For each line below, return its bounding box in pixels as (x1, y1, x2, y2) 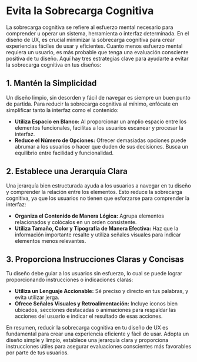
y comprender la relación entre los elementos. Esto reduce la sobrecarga (6, 188, 182, 195)
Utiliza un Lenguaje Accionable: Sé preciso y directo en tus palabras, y (14, 288, 189, 295)
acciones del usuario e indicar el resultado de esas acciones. (14, 312, 163, 320)
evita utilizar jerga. (14, 294, 60, 301)
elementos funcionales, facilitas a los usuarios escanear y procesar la (14, 124, 183, 131)
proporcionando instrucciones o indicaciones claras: (6, 276, 133, 284)
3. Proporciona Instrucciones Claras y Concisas (6, 254, 184, 264)
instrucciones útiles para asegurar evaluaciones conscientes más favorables (6, 343, 192, 350)
